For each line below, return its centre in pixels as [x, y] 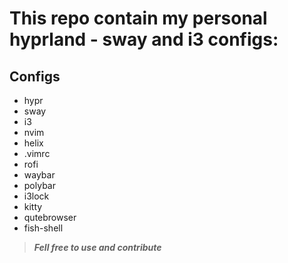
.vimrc [37, 153]
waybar [39, 175]
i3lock [36, 196]
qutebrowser [50, 217]
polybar [39, 185]
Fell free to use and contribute [97, 247]
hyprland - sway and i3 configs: [144, 39]
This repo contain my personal [138, 18]
